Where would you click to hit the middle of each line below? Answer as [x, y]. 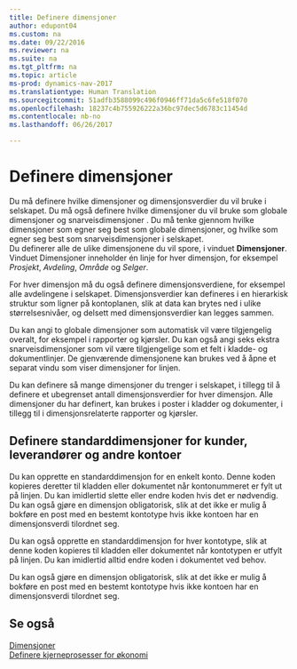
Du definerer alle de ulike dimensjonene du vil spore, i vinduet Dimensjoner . [148, 248]
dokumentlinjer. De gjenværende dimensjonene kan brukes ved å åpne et [143, 358]
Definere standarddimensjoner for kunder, [129, 441]
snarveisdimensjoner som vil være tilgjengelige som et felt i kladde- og [139, 348]
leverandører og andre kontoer [95, 455]
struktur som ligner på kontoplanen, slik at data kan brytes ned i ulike [135, 303]
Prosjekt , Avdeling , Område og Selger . [79, 267]
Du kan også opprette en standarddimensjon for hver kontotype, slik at [138, 541]
